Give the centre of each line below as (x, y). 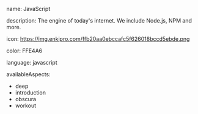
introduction (30, 93)
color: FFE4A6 (24, 51)
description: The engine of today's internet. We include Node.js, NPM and (99, 20)
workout (26, 105)
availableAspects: (28, 74)
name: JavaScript (28, 9)
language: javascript (32, 62)
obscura (26, 99)
